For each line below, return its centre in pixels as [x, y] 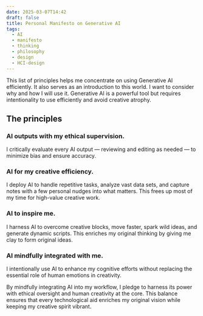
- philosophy [28, 52]
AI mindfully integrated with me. [55, 255]
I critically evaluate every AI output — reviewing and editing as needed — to [101, 149]
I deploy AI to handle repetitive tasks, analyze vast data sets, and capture [98, 185]
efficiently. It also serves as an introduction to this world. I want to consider [100, 86]
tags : [13, 29]
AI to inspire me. [31, 214]
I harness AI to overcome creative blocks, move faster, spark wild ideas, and [102, 226]
